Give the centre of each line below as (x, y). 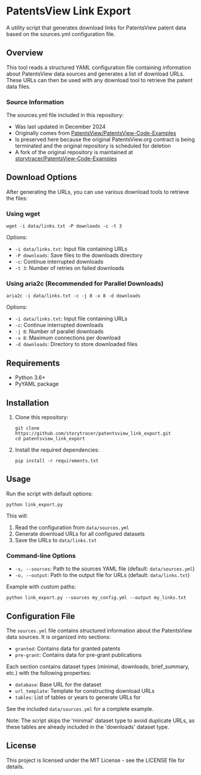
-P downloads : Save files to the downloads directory (79, 256)
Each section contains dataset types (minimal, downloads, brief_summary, (98, 666)
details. (15, 767)
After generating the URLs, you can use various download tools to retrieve (98, 192)
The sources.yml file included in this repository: (65, 115)
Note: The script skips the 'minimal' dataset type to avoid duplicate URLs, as (100, 720)
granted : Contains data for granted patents (67, 648)
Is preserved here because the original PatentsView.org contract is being (105, 140)
